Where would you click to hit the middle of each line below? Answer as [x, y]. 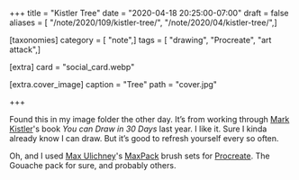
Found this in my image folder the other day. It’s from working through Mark [149, 119]
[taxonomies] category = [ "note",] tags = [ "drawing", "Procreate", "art [140, 40]
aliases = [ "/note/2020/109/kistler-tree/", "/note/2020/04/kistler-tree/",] [143, 22]
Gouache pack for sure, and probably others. [93, 165]
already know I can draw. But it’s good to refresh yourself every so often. [144, 138]
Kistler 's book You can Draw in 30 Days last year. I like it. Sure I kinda [138, 129]
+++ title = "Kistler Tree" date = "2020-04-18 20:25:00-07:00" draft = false [149, 13]
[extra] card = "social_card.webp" [72, 67]
